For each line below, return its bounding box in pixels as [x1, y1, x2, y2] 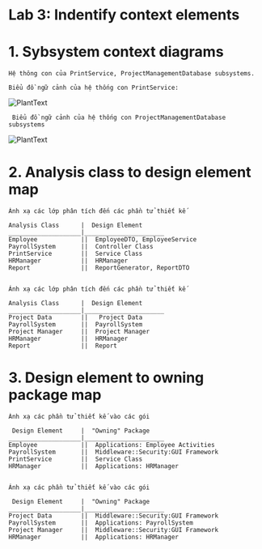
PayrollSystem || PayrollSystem [8, 321, 143, 329]
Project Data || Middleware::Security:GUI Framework [8, 512, 219, 520]
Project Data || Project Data [8, 313, 143, 321]
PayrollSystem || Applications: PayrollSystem [8, 519, 194, 527]
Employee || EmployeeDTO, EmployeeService [8, 236, 197, 244]
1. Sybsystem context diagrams [8, 43, 224, 62]
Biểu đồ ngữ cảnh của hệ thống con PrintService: [8, 83, 180, 92]
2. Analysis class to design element [8, 164, 251, 181]
